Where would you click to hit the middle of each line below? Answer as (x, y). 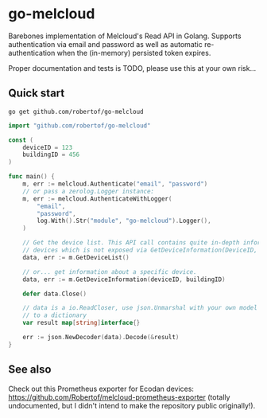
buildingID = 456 (51, 155)
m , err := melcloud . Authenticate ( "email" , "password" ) (115, 184)
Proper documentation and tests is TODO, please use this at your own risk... (132, 68)
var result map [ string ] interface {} (81, 323)
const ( (21, 140)
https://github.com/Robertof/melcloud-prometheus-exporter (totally (119, 397)
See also (30, 370)
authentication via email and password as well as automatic (105, 44)
